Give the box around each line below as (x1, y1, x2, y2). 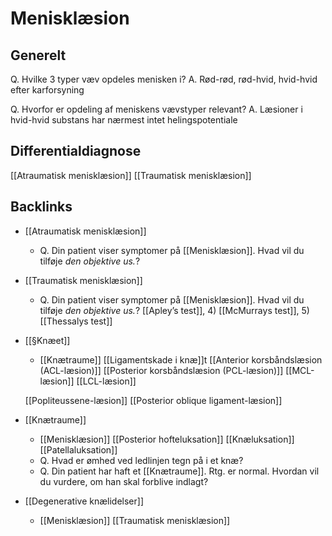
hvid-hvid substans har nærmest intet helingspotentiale (10, 114, 238, 126)
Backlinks (10, 198, 73, 216)
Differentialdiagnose (10, 143, 142, 160)
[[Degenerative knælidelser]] (24, 495, 144, 507)
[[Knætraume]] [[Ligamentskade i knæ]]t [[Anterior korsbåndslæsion (39, 353, 323, 366)
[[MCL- (285, 364, 315, 376)
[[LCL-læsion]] (76, 375, 137, 387)
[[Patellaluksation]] (39, 443, 118, 456)
